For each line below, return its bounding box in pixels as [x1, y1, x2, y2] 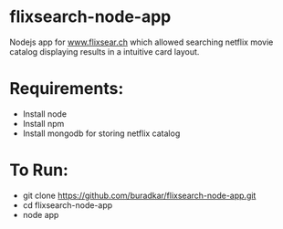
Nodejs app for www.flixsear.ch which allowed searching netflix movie [9, 36, 274, 47]
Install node [22, 108, 67, 120]
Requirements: [9, 78, 124, 99]
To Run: [9, 160, 68, 181]
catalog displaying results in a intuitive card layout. [9, 46, 200, 57]
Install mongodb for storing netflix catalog [22, 128, 181, 139]
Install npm [22, 118, 65, 129]
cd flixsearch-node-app [22, 199, 113, 211]
